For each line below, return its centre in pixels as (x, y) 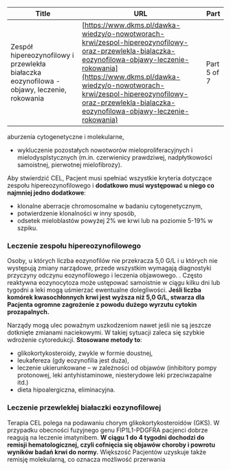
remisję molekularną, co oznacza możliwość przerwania (87, 459)
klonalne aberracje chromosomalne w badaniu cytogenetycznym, (110, 206)
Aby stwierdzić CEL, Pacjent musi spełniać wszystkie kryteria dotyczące (110, 178)
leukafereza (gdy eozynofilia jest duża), (73, 361)
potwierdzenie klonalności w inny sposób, (76, 213)
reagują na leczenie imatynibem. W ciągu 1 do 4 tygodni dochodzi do (106, 437)
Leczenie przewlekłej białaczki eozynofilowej (84, 407)
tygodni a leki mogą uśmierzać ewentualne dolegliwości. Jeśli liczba (104, 290)
